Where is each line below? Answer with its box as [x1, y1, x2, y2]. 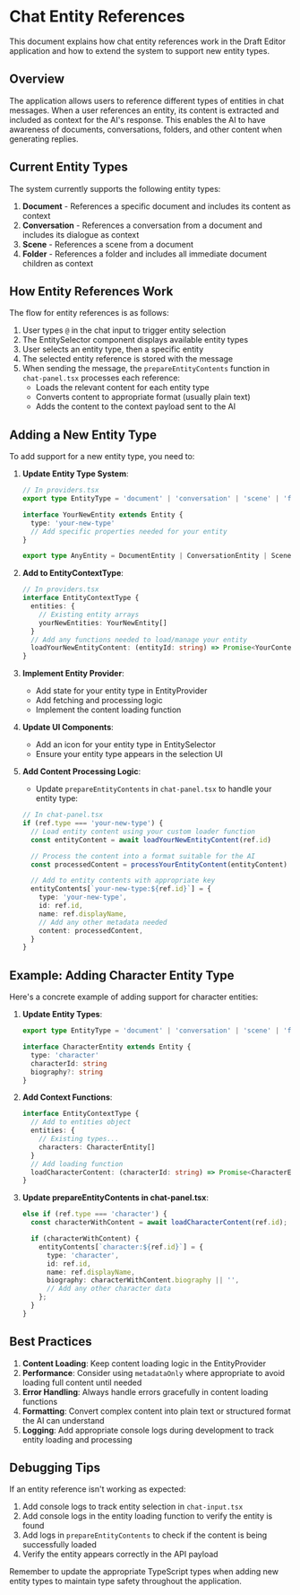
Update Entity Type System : [21, 468, 129, 479]
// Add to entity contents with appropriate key [30, 876, 216, 885]
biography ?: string [30, 1068, 103, 1076]
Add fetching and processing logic [35, 695, 163, 706]
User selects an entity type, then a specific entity [21, 344, 204, 355]
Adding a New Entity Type [9, 427, 157, 442]
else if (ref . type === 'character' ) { [21, 1209, 167, 1219]
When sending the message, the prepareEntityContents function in [21, 363, 270, 374]
